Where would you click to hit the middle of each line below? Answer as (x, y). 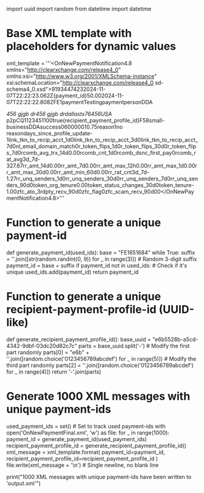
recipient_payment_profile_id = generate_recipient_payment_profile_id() (97, 445)
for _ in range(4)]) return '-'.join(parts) (54, 372)
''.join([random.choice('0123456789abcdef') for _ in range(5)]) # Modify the (101, 358)
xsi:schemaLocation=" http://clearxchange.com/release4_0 (80, 82)
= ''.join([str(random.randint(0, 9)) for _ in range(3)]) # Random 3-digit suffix (102, 259)
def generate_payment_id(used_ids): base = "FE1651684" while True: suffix (101, 252)
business (18, 127)
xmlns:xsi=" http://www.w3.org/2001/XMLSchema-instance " (82, 76)
